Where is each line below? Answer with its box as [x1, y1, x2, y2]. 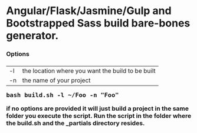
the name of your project [22, 76, 91, 84]
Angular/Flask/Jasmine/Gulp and [6, 4, 172, 18]
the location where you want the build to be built [22, 67, 156, 75]
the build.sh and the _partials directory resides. [6, 119, 145, 127]
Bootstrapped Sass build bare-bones [6, 16, 191, 30]
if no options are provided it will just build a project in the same [6, 104, 189, 112]
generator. [6, 29, 59, 42]
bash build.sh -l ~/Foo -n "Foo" [6, 91, 119, 99]
